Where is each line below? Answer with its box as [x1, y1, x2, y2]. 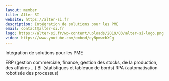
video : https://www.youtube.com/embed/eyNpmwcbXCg [5, 36, 114, 41]
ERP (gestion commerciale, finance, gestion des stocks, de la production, [5, 59, 158, 65]
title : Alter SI [5, 12, 39, 17]
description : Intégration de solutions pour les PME [5, 21, 119, 27]
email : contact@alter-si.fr [5, 26, 65, 31]
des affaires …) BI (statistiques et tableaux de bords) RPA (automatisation [5, 64, 158, 71]
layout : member [5, 7, 37, 13]
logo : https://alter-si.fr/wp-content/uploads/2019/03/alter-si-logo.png [5, 31, 164, 36]
